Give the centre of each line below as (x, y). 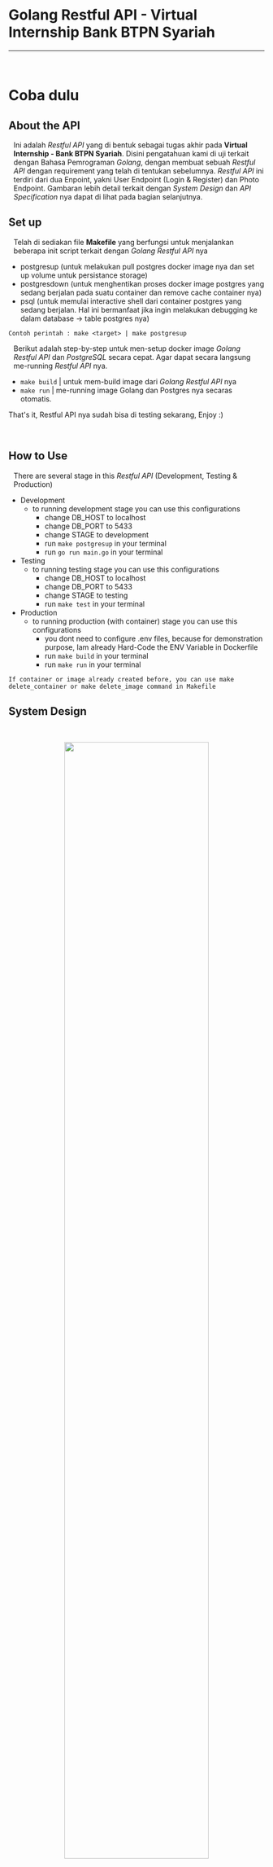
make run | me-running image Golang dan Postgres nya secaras (126, 390)
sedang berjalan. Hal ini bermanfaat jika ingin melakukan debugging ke (139, 309)
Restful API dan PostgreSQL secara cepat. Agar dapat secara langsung (132, 357)
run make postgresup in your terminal (105, 543)
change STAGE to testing (86, 595)
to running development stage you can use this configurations (136, 508)
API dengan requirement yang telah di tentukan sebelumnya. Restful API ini (139, 171)
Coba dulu (44, 96)
